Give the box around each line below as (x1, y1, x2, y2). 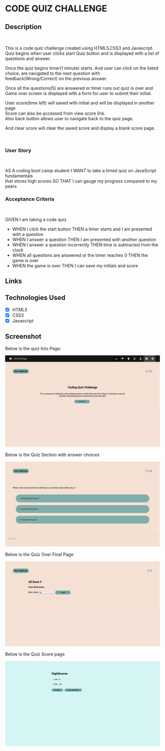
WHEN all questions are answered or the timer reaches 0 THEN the (12, 252, 148, 258)
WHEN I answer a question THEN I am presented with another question (12, 236, 156, 242)
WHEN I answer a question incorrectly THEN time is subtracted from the (12, 242, 159, 248)
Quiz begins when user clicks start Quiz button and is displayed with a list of (5, 50, 160, 56)
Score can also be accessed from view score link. (5, 110, 106, 116)
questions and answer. (5, 56, 51, 62)
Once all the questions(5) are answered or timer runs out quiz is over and (5, 85, 153, 91)
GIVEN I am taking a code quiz (5, 216, 67, 222)
